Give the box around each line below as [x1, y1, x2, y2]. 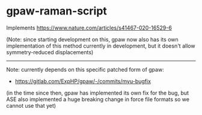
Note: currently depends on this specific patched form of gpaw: [6, 66, 164, 73]
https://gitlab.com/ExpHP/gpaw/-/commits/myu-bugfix [14, 77, 151, 85]
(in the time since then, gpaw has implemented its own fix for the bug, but [6, 89, 189, 96]
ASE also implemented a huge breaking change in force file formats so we [6, 95, 189, 103]
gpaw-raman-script [6, 4, 107, 18]
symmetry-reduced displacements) [6, 48, 94, 55]
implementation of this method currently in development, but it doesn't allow [6, 42, 195, 49]
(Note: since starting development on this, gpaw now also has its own [6, 36, 179, 43]
